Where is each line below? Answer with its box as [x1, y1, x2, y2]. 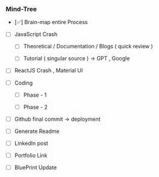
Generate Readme [14, 127, 60, 135]
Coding [14, 79, 33, 86]
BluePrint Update [14, 164, 57, 171]
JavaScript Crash [14, 31, 58, 38]
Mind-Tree [5, 5, 37, 13]
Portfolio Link [14, 152, 48, 159]
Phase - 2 [23, 103, 48, 111]
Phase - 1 [23, 91, 47, 98]
